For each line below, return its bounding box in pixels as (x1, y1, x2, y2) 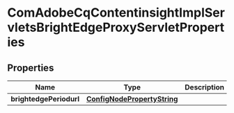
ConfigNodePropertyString (86, 94, 178, 103)
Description (184, 82, 225, 92)
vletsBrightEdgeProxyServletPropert (7, 19, 225, 35)
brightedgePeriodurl (10, 94, 80, 103)
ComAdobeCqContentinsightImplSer (7, 5, 225, 21)
